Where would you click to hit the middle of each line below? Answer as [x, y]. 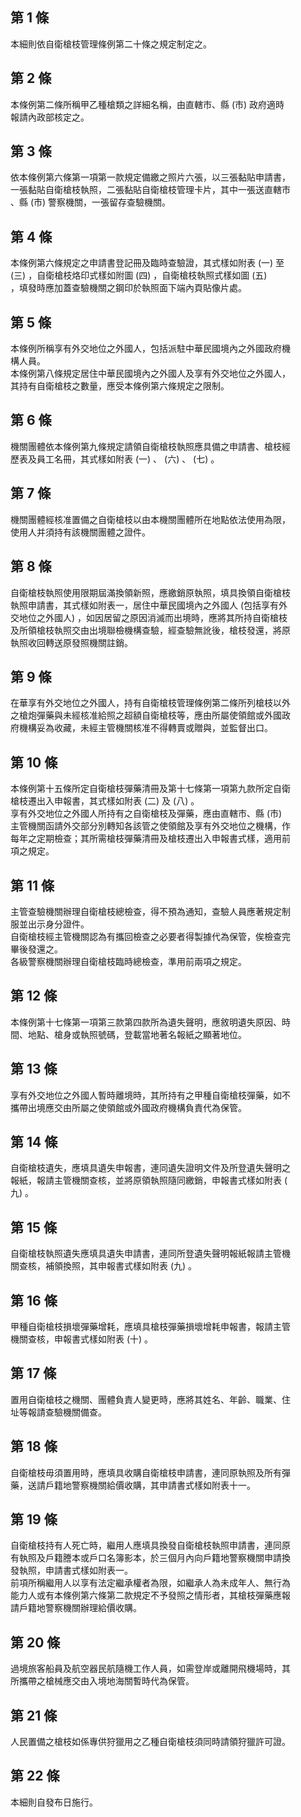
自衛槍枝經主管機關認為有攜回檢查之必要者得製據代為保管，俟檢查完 [150, 936]
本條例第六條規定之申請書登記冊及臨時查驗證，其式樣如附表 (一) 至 [147, 263]
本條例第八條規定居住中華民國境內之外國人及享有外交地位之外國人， [150, 374]
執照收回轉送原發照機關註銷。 [71, 642]
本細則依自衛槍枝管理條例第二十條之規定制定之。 [111, 44]
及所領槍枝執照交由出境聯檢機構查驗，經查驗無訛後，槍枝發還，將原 [150, 630]
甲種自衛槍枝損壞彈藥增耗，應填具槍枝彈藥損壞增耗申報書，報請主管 [150, 1326]
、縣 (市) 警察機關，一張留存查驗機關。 [91, 202]
